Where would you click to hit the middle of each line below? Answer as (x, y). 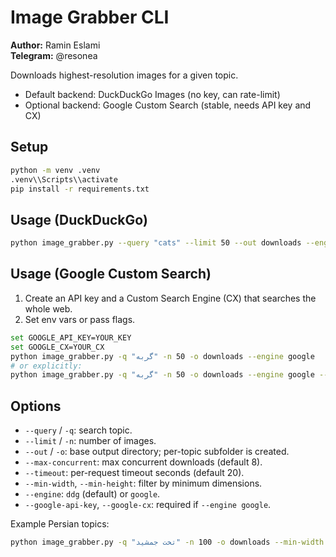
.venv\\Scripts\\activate (64, 179)
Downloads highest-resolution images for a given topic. (124, 75)
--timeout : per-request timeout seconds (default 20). (134, 473)
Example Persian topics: (60, 524)
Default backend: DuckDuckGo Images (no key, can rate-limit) (152, 94)
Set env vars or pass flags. (80, 319)
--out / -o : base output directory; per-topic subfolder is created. (157, 452)
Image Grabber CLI (90, 17)
